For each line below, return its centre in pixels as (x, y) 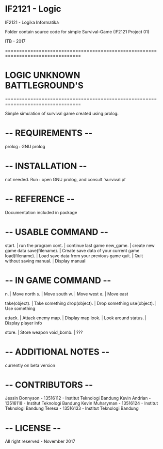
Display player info (24, 323)
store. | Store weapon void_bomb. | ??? (44, 332)
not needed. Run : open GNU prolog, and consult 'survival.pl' (66, 179)
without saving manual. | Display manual (45, 261)
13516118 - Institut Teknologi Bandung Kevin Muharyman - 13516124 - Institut (81, 403)
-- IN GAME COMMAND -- (58, 280)
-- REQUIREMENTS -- (49, 133)
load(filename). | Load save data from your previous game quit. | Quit (74, 256)
